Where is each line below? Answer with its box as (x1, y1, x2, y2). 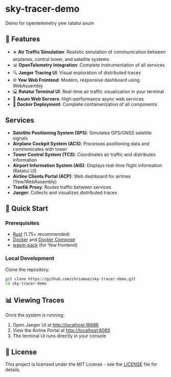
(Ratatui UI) (12, 167, 37, 174)
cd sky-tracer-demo (5, 281, 47, 286)
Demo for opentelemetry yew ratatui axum (5, 20, 94, 26)
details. (5, 366, 21, 372)
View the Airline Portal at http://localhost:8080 (12, 327, 111, 334)
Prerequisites (5, 219, 39, 227)
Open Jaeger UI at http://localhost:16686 (12, 322, 99, 328)
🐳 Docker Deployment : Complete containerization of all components (12, 101, 157, 107)
